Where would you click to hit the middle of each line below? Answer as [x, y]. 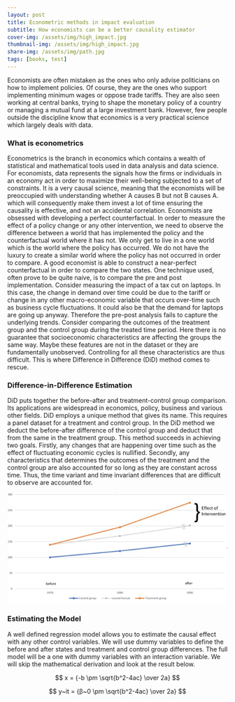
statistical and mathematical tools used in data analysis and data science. [113, 166]
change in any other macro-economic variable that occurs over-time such [114, 300]
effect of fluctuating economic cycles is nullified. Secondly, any [99, 453]
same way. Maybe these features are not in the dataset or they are [103, 345]
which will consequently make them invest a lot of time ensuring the [105, 203]
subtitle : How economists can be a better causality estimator [101, 29]
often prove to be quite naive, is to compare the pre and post [94, 278]
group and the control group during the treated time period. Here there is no [116, 330]
